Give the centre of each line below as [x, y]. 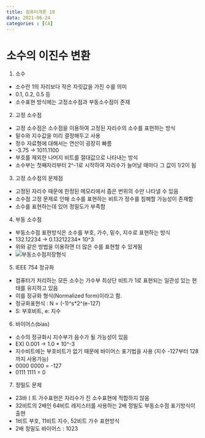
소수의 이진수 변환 [48, 55]
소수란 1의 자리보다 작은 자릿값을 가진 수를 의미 [71, 87]
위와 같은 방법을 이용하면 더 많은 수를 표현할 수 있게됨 [79, 247]
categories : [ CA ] [30, 23]
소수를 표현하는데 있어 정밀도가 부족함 [60, 206]
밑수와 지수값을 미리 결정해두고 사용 [58, 136]
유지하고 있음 [42, 288]
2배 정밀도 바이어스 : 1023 [47, 429]
